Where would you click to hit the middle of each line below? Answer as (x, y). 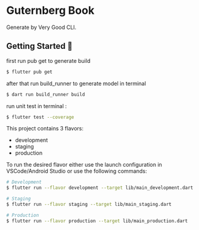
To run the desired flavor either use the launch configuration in (84, 165)
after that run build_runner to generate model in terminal (76, 83)
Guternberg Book (51, 11)
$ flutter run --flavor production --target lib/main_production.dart (97, 221)
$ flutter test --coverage (40, 117)
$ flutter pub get (29, 72)
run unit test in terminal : (37, 106)
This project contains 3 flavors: (45, 129)
